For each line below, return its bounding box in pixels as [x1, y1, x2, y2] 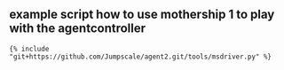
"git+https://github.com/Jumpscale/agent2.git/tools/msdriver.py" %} [9, 52, 272, 61]
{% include [9, 44, 50, 53]
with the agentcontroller [9, 21, 146, 36]
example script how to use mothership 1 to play [9, 7, 275, 22]
